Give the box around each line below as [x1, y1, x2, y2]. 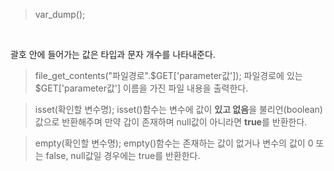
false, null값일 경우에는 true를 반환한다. [45, 150, 201, 161]
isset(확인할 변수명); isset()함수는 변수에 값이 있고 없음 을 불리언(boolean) [34, 104, 323, 115]
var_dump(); [34, 9, 86, 20]
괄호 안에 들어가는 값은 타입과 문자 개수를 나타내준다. [10, 49, 216, 60]
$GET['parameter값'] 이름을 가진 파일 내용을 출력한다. [34, 82, 249, 94]
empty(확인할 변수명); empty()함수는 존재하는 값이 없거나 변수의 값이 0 [34, 137, 314, 149]
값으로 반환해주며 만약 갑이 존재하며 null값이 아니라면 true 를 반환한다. [34, 116, 308, 128]
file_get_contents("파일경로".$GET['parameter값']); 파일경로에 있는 [34, 70, 303, 81]
